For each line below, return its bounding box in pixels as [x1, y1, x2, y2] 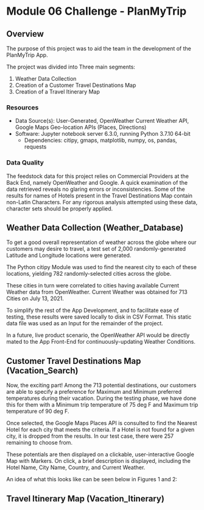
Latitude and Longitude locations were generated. [6, 252, 132, 259]
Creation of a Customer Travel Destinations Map [15, 81, 136, 89]
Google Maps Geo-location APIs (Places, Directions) [15, 124, 147, 131]
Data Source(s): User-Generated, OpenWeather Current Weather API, [15, 117, 189, 125]
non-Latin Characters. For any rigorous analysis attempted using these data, [6, 198, 198, 205]
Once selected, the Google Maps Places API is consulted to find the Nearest [6, 419, 197, 427]
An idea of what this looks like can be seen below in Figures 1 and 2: [6, 476, 178, 483]
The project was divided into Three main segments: [6, 63, 136, 70]
